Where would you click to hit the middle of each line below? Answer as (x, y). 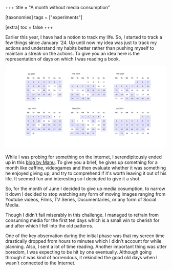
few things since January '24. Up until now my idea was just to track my (81, 43)
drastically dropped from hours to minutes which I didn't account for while (83, 241)
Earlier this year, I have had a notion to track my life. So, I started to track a (84, 37)
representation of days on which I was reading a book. (63, 59)
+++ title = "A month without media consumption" (58, 7)
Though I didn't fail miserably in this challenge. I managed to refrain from (82, 215)
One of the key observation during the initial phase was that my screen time (85, 236)
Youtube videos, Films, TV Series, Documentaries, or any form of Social (81, 200)
